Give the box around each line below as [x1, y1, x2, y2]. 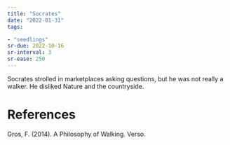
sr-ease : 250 [7, 55, 46, 63]
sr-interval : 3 [7, 49, 52, 56]
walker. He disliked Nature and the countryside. [7, 82, 144, 90]
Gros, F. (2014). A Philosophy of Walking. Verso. [7, 130, 146, 138]
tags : [7, 23, 23, 30]
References [7, 106, 76, 123]
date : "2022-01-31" [7, 17, 65, 24]
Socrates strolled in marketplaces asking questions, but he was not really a [7, 74, 224, 83]
